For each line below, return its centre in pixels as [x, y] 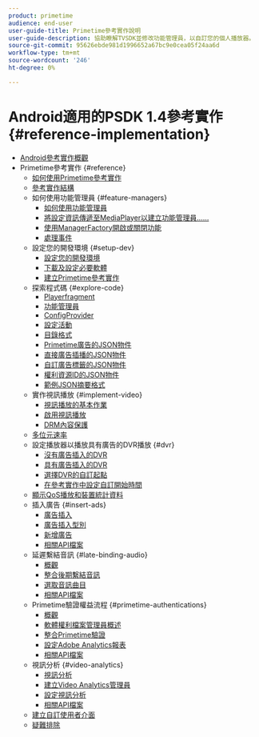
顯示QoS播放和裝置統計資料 [78, 495]
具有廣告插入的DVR [76, 464]
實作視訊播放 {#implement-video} [87, 395]
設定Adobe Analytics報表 [85, 644]
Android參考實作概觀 [54, 158]
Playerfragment [69, 296]
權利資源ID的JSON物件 [82, 375]
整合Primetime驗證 [74, 635]
